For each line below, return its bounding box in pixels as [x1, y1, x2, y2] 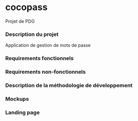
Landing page [5, 109, 40, 116]
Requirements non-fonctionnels [5, 69, 86, 76]
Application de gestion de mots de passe [5, 42, 91, 48]
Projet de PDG [5, 18, 35, 24]
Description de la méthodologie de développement [5, 82, 133, 89]
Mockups [5, 95, 29, 102]
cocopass [5, 2, 48, 13]
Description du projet [5, 31, 59, 38]
